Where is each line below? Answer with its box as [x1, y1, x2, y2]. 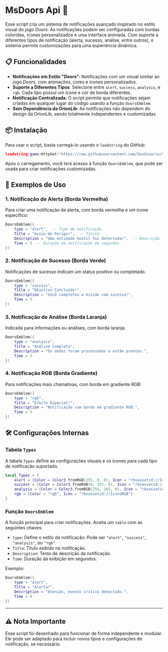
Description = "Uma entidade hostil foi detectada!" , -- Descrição [14, 236, 160, 241]
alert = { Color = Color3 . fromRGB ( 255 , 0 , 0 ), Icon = [14, 477, 126, 482]
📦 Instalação [5, 126, 47, 135]
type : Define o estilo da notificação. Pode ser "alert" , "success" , [12, 535, 146, 541]
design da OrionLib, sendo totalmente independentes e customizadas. [12, 110, 157, 117]
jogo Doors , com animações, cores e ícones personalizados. [12, 79, 137, 85]
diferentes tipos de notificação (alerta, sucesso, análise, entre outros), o [5, 37, 154, 43]
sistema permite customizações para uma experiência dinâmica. [5, 42, 138, 48]
